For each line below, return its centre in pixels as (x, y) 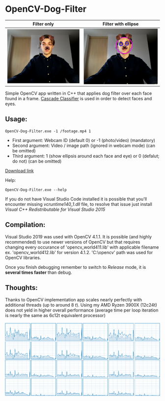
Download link (20, 171)
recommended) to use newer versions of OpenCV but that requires (73, 242)
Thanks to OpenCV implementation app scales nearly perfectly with (74, 300)
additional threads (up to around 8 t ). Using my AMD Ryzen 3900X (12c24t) (81, 305)
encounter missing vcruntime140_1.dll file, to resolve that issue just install (79, 204)
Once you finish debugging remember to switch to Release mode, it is (76, 267)
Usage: (16, 119)
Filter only (43, 24)
